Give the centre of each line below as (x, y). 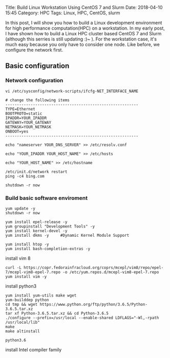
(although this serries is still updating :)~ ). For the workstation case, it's (81, 39)
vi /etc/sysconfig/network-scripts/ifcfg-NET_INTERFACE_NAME (72, 91)
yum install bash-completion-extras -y (48, 249)
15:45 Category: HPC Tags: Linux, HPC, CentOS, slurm (63, 13)
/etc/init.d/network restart (36, 172)
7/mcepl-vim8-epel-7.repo (33, 272)
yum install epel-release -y (36, 222)
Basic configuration (37, 66)
